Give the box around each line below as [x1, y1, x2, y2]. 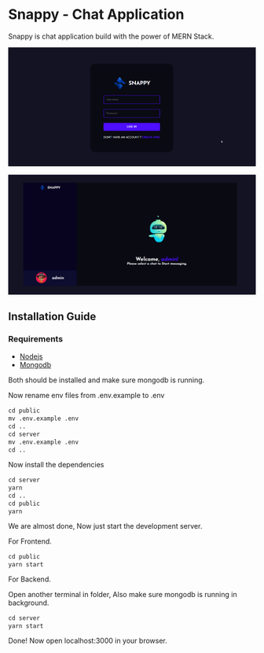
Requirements [8, 334, 64, 345]
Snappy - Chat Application [8, 6, 185, 24]
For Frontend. [8, 537, 53, 546]
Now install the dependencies [8, 459, 104, 469]
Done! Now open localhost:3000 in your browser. [8, 636, 167, 645]
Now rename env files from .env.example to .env [8, 390, 165, 400]
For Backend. [8, 574, 51, 584]
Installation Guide [8, 310, 97, 323]
